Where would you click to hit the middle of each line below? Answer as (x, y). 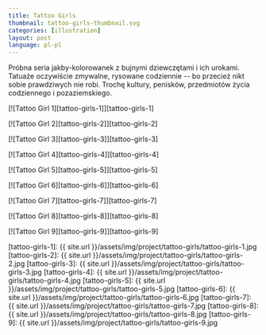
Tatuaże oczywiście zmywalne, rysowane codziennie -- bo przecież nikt (126, 76)
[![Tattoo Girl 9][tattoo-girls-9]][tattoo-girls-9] (83, 232)
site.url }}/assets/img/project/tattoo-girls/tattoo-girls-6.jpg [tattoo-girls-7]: (130, 298)
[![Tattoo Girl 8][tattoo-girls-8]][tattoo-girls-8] (83, 216)
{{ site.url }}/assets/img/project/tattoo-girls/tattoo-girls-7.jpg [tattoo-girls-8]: (133, 306)
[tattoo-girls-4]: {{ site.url (85, 272)
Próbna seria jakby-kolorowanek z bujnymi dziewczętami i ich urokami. (124, 67)
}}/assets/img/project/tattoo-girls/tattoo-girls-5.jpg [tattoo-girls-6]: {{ (122, 289)
